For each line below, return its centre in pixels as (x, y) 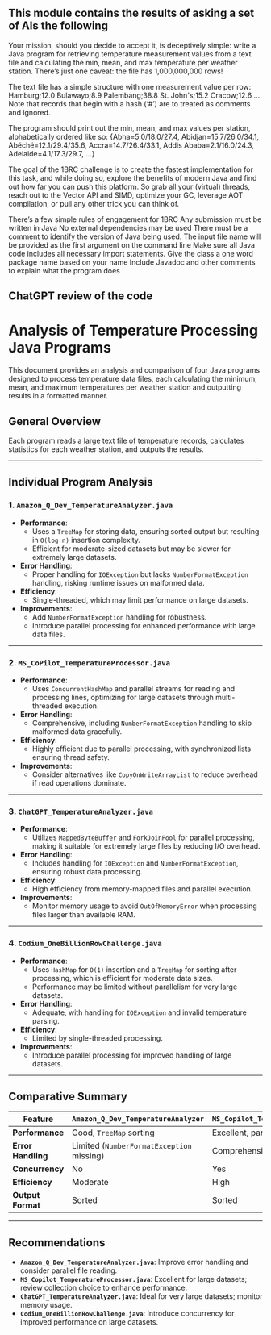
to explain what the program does (65, 270)
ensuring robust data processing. (87, 872)
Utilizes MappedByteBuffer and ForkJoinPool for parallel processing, (144, 837)
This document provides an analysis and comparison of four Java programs (134, 370)
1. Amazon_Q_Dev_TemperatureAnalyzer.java (91, 505)
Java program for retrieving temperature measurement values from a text (130, 54)
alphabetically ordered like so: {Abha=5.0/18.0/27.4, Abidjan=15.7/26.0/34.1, (134, 136)
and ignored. (29, 112)
